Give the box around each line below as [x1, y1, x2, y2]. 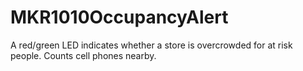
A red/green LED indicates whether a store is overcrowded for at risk [10, 39, 293, 51]
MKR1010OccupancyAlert [10, 6, 229, 29]
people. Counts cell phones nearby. [10, 49, 157, 61]
